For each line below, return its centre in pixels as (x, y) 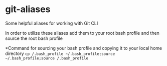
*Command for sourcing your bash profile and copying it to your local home (83, 48)
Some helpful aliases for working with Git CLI (52, 23)
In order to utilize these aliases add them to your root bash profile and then (82, 33)
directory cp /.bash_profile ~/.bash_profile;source (60, 53)
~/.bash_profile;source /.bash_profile (47, 58)
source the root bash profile (34, 38)
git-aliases (28, 9)
